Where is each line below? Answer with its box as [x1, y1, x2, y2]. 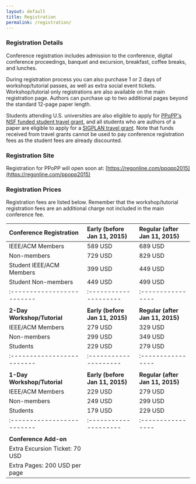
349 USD [139, 333, 165, 341]
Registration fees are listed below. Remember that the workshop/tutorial [6, 199, 178, 206]
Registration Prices [6, 185, 61, 193]
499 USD [139, 278, 165, 286]
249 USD [86, 397, 113, 405]
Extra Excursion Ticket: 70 [9, 445, 82, 453]
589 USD [86, 242, 113, 250]
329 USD [139, 323, 165, 331]
